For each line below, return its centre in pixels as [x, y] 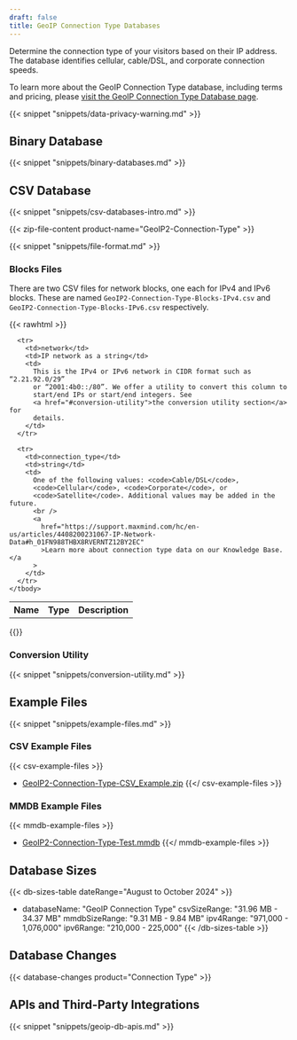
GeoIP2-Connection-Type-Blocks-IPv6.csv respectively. [109, 308]
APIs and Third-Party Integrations [105, 1005]
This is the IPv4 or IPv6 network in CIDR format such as [142, 372]
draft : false [33, 17]
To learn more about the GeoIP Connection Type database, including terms [146, 87]
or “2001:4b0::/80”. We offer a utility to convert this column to [160, 387]
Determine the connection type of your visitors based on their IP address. [143, 51]
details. [49, 418]
